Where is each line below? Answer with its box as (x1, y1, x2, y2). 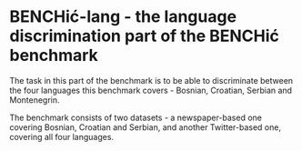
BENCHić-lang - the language (9, 6, 237, 27)
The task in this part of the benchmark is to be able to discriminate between (9, 75, 294, 86)
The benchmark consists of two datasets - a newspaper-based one (9, 112, 262, 123)
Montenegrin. (9, 94, 61, 106)
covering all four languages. (9, 131, 115, 142)
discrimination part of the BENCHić (9, 25, 280, 46)
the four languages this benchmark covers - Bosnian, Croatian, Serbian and (9, 85, 293, 96)
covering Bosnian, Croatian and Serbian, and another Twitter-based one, (9, 121, 282, 133)
